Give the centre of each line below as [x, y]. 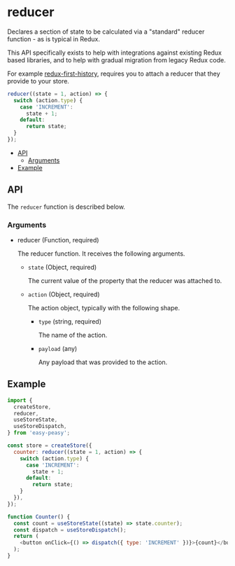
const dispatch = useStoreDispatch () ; [70, 530]
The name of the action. [73, 335]
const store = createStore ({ [50, 446]
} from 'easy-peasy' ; [39, 433]
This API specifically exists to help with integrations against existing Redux [115, 53]
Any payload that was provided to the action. [103, 362]
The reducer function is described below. [66, 207]
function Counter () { [39, 517]
